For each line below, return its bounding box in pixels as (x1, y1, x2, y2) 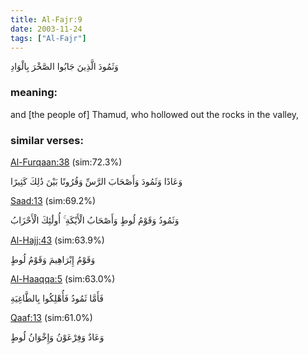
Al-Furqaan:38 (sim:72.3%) (10, 156, 123, 168)
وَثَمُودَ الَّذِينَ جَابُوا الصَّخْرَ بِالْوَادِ (10, 61, 119, 73)
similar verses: (10, 133, 84, 147)
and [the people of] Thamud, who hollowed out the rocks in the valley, (10, 108, 300, 120)
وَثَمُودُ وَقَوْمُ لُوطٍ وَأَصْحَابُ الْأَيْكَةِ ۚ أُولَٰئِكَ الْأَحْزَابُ (10, 214, 180, 226)
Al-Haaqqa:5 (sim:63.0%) (10, 272, 116, 285)
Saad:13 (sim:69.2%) (10, 194, 97, 206)
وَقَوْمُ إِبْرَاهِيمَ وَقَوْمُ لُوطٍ (10, 253, 96, 265)
